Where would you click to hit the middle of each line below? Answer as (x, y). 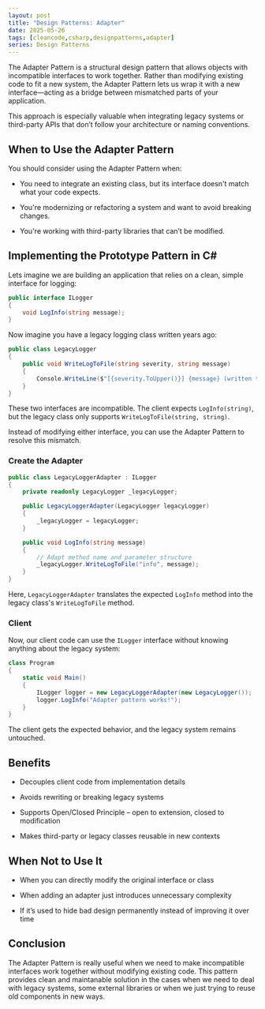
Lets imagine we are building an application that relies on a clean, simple (126, 275)
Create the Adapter (46, 461)
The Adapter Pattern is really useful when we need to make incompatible (126, 962)
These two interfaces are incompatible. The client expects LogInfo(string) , (131, 408)
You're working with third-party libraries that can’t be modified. (122, 231)
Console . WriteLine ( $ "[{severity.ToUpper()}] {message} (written (144, 379)
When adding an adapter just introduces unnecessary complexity (126, 895)
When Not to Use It (55, 861)
